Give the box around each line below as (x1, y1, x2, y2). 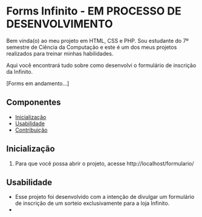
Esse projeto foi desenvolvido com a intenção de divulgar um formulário (15, 193, 195, 201)
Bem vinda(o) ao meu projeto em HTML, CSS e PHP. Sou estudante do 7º (6, 37, 189, 44)
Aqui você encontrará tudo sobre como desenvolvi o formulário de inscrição (6, 62, 197, 69)
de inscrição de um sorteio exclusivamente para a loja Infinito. (15, 199, 170, 207)
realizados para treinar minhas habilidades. (6, 50, 114, 57)
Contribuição (15, 126, 48, 134)
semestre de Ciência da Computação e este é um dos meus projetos (6, 44, 177, 51)
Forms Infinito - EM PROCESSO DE (6, 4, 181, 18)
